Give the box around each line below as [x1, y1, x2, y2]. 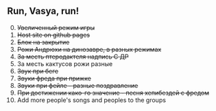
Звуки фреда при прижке [16, 74, 91, 82]
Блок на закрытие [16, 37, 70, 46]
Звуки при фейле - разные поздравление [16, 81, 139, 89]
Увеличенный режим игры [16, 23, 95, 31]
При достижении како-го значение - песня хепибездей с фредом [16, 89, 210, 97]
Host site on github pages [16, 31, 91, 39]
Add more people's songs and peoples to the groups [16, 95, 167, 104]
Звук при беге [16, 67, 59, 75]
